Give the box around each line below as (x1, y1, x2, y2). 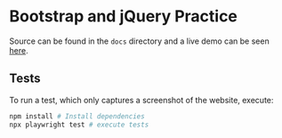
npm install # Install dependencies (9, 111, 145, 121)
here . (9, 45, 28, 55)
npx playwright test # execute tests (9, 120, 149, 129)
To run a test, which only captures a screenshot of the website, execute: (9, 94, 274, 105)
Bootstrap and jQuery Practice (9, 6, 238, 27)
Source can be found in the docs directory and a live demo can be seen (9, 36, 270, 46)
